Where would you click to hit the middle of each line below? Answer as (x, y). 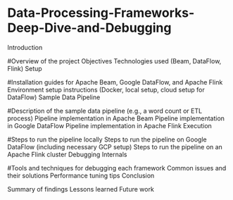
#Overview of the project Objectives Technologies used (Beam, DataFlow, (114, 61)
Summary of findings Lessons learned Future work (81, 189)
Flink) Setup (25, 68)
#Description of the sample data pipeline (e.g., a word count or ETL (105, 111)
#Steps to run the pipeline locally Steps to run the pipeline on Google (107, 139)
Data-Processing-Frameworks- (101, 13)
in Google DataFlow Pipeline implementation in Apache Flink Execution (110, 125)
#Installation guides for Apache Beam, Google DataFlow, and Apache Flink (115, 82)
